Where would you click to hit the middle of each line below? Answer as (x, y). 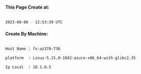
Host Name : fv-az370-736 (33, 49)
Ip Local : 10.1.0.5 (28, 67)
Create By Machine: (27, 33)
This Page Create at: (27, 7)
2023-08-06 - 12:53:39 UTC (34, 22)
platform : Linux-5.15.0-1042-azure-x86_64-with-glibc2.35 (71, 58)
